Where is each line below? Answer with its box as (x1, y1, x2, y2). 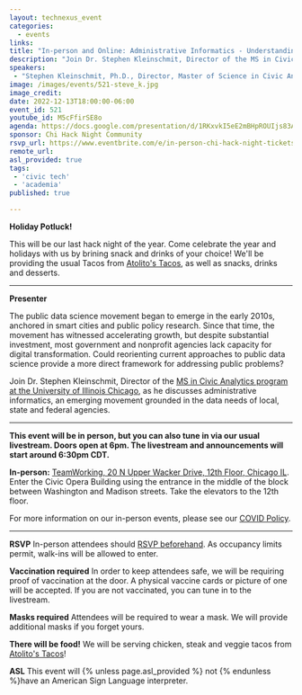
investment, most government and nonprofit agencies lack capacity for (9, 339, 272, 350)
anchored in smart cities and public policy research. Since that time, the (9, 320, 275, 331)
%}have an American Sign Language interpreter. (9, 675, 189, 686)
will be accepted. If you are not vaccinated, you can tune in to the (9, 585, 252, 595)
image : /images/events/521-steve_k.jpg (9, 80, 159, 89)
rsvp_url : (9, 138, 47, 147)
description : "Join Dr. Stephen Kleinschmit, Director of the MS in (9, 55, 271, 64)
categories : (9, 22, 54, 31)
